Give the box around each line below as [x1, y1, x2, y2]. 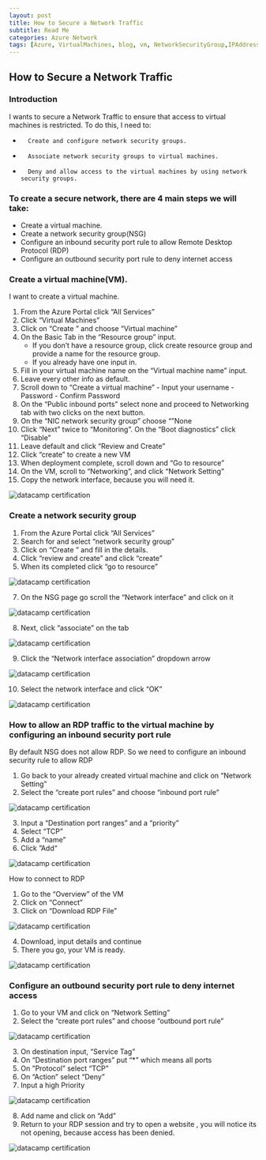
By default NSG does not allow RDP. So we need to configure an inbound [9, 748, 246, 756]
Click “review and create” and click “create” [20, 553, 163, 563]
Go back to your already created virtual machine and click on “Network [20, 771, 252, 780]
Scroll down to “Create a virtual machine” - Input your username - [20, 382, 235, 392]
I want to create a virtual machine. [9, 292, 120, 301]
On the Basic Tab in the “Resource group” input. [20, 333, 177, 342]
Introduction [9, 94, 58, 105]
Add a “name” [20, 835, 66, 844]
